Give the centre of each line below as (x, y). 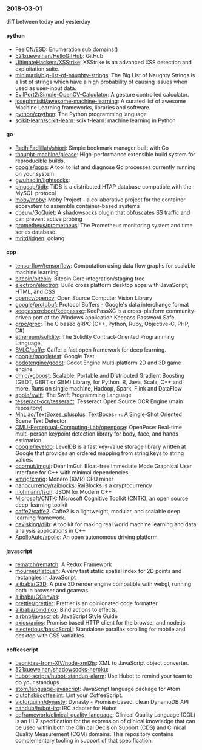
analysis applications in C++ (50, 530)
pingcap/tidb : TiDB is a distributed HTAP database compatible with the (103, 186)
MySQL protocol (35, 193)
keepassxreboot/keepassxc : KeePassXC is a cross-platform (90, 311)
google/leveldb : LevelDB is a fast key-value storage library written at (100, 446)
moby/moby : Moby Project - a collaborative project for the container (100, 200)
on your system (35, 173)
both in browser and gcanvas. (52, 591)
